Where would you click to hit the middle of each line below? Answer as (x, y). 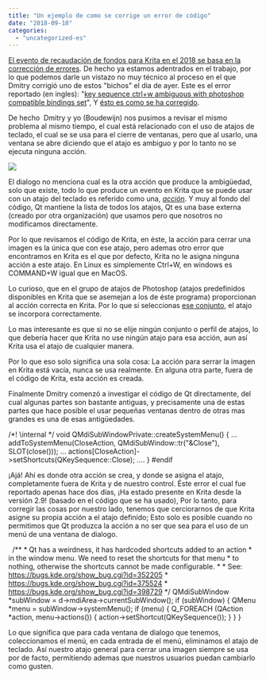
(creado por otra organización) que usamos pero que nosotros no (116, 216)
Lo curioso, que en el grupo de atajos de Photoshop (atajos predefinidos (127, 289)
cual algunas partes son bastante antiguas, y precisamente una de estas (127, 403)
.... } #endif (154, 460)
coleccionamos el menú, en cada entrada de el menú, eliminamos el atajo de (133, 641)
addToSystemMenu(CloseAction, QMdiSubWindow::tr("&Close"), (114, 443)
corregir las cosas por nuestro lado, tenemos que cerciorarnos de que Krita (132, 509)
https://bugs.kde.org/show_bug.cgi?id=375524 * (88, 584)
